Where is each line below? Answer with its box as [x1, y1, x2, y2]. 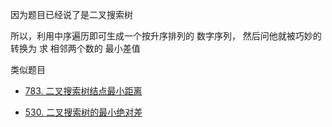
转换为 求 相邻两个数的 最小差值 [10, 43, 141, 54]
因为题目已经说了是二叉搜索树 [10, 9, 133, 20]
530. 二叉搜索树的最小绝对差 [24, 106, 143, 118]
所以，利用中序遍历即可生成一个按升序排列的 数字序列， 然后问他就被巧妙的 [10, 30, 322, 42]
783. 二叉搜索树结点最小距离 [24, 85, 143, 97]
